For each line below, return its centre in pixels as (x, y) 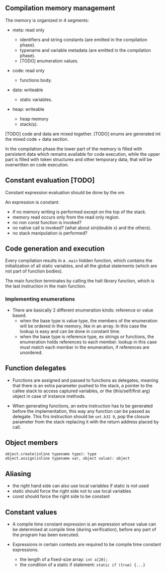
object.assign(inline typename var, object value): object (68, 459)
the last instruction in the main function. (46, 286)
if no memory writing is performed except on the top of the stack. (79, 212)
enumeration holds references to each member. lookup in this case (88, 342)
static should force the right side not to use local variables (72, 491)
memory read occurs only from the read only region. (66, 217)
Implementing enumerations (40, 299)
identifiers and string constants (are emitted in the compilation (83, 39)
